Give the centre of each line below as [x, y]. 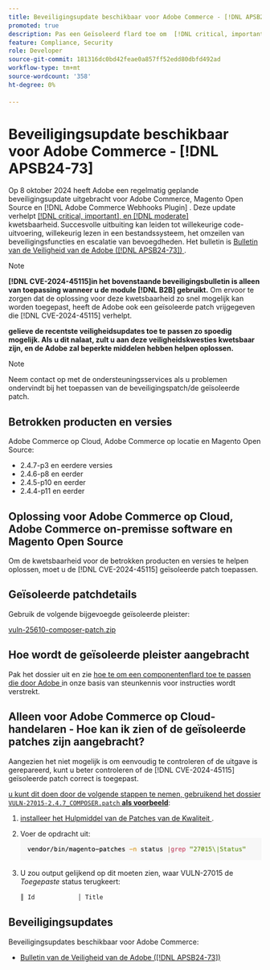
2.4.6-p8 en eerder [51, 474]
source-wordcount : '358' [50, 76]
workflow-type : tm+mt [45, 68]
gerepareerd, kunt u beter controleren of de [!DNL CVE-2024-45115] [122, 770]
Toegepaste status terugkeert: [70, 882]
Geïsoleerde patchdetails [73, 595]
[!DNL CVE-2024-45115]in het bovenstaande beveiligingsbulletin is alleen [134, 282]
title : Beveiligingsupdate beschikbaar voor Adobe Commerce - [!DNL [125, 17]
